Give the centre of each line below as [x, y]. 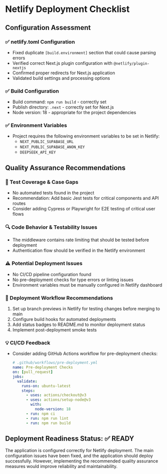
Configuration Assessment [48, 28]
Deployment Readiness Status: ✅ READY [70, 438]
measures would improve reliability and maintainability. [62, 467]
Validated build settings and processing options [61, 78]
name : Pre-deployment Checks [43, 367]
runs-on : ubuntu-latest [46, 386]
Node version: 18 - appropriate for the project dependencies [74, 113]
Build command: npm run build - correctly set [59, 102]
